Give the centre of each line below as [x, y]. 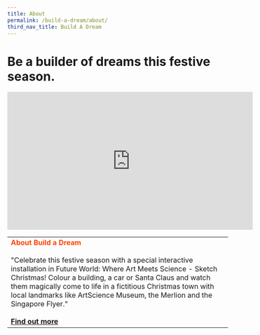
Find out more [35, 322]
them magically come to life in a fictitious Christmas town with [112, 287]
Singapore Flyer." [40, 304]
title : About [26, 14]
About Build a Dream [46, 242]
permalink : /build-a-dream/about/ [58, 20]
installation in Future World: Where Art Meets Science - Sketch [114, 269]
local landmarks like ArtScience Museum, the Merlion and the [111, 295]
